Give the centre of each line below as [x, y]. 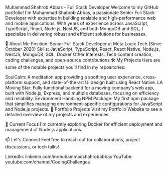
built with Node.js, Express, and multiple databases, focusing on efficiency [82, 93]
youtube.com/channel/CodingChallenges [48, 162]
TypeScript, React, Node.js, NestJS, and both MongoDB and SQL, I [74, 29]
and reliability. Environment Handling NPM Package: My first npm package [82, 98]
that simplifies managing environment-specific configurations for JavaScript [84, 104]
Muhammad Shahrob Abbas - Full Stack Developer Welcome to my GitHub [82, 7]
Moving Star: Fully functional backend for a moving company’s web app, [80, 88]
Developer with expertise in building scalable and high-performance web [80, 18]
